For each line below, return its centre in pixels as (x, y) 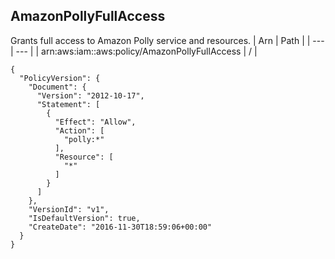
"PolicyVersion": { (60, 78)
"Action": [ (79, 130)
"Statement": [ (68, 104)
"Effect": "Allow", (95, 122)
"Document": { (57, 87)
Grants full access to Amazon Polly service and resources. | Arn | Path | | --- (167, 40)
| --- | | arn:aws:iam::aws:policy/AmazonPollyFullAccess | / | (134, 51)
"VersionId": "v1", (69, 209)
